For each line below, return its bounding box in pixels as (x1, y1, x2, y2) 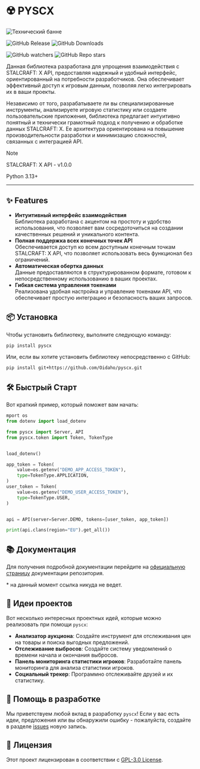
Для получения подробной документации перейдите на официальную (6, 563, 186, 570)
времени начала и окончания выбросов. (14, 651, 118, 658)
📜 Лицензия (6, 740, 52, 750)
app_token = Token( (6, 461, 55, 468)
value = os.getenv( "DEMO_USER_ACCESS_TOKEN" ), (17, 489, 129, 495)
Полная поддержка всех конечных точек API (14, 237, 133, 244)
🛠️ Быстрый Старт (6, 382, 77, 392)
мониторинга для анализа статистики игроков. (14, 664, 135, 671)
